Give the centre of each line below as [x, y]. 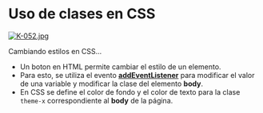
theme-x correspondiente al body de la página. [96, 100]
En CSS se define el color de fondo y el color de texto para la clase [130, 92]
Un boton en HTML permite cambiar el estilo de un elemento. [120, 66]
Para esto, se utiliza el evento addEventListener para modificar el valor [137, 75]
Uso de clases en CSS [82, 14]
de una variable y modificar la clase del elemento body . [112, 84]
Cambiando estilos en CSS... [55, 51]
